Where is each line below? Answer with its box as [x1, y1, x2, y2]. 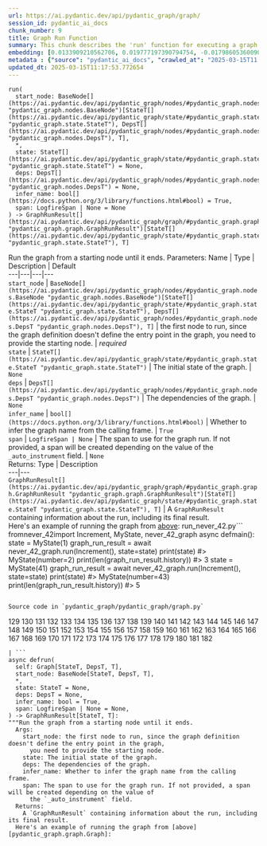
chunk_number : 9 [8, 26, 62, 34]
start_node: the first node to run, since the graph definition [22, 732, 240, 741]
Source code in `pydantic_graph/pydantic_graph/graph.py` [8, 602, 204, 610]
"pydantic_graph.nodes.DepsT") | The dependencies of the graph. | [37, 393, 257, 402]
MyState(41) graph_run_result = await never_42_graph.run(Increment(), [8, 563, 241, 573]
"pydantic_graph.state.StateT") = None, [8, 162, 145, 170]
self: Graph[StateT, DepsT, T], [15, 663, 123, 671]
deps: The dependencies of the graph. [22, 760, 151, 769]
